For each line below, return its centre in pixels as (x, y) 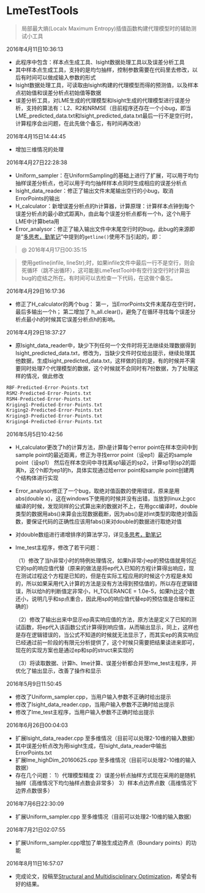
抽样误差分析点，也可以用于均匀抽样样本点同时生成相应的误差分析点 (101, 183)
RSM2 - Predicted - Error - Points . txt (49, 393)
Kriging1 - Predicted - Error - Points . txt (54, 405)
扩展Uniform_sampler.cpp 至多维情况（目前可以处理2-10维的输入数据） (105, 817)
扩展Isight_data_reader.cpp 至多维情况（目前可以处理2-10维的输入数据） (106, 738)
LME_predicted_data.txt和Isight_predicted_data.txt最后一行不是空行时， (106, 115)
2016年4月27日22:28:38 (37, 162)
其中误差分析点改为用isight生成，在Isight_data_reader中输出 (91, 746)
